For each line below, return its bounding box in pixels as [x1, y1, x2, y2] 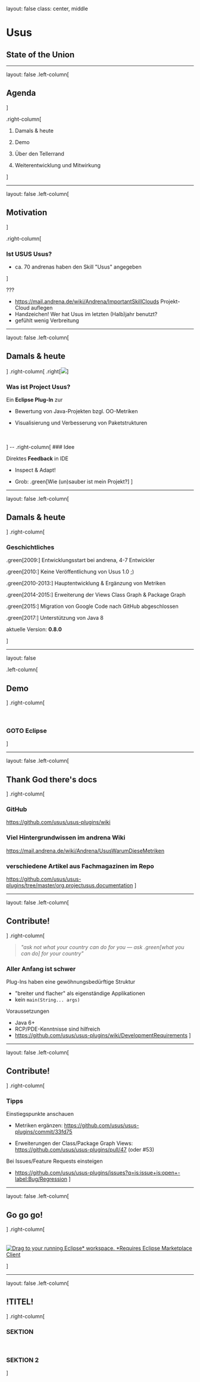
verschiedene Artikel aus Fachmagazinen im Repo [6, 862, 155, 870]
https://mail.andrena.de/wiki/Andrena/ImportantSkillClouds [14, 298, 160, 305]
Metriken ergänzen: [14, 1122, 63, 1129]
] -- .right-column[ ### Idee [6, 444, 75, 451]
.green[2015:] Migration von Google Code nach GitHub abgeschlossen [6, 603, 179, 610]
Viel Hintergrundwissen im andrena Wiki [6, 834, 126, 842]
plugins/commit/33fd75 [14, 1128, 73, 1135]
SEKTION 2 [6, 1356, 39, 1364]
